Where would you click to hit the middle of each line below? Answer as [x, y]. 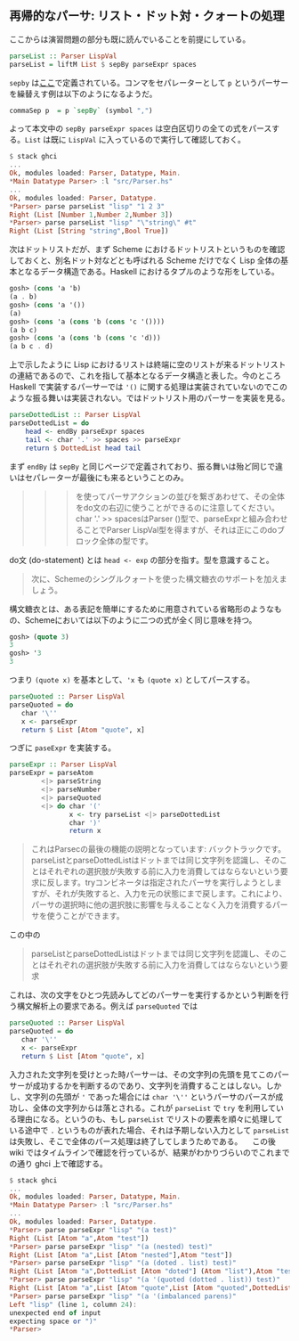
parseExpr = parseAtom [51, 773]
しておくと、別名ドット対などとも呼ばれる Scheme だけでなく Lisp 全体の [145, 260]
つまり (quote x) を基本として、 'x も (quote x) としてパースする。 [132, 680]
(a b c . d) [31, 347]
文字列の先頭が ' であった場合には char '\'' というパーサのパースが [150, 1096]
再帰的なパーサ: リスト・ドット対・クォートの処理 [147, 16]
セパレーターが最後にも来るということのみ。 [106, 477]
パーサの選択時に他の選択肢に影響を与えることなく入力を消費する [152, 905]
